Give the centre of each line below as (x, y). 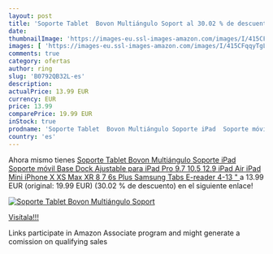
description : (30, 84)
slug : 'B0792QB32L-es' (47, 76)
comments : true (34, 54)
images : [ (25, 46)
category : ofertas (39, 62)
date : (17, 31)
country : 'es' (32, 136)
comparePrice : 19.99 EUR (50, 114)
